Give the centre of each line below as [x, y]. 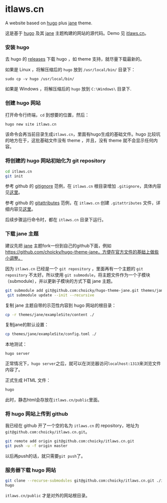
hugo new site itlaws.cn [31, 124]
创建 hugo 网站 [23, 103]
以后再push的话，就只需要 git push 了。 [45, 456]
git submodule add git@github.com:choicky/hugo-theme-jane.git [72, 290]
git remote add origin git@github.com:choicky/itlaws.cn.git [70, 441]
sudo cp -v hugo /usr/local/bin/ [40, 79]
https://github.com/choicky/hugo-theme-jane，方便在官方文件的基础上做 [80, 251]
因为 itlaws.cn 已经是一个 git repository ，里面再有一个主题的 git [74, 268]
